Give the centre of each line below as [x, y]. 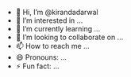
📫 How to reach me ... [52, 46]
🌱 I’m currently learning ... [58, 29]
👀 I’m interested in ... [49, 20]
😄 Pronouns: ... [41, 57]
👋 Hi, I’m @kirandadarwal [57, 12]
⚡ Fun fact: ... [37, 66]
